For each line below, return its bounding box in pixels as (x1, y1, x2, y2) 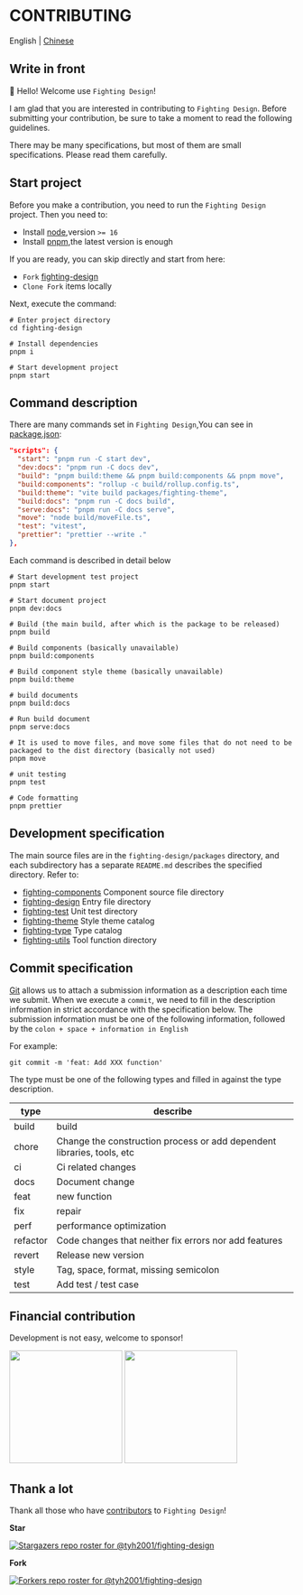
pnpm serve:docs (9, 722, 70, 731)
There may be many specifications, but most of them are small (9, 139, 242, 150)
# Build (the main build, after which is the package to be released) (9, 619, 280, 628)
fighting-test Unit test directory (22, 905, 138, 916)
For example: (9, 1040, 59, 1052)
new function (56, 1190, 113, 1202)
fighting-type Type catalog (22, 924, 123, 935)
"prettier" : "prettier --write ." (17, 530, 147, 540)
